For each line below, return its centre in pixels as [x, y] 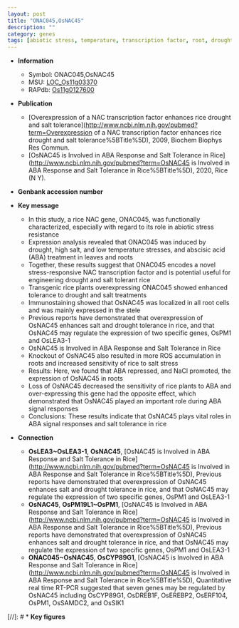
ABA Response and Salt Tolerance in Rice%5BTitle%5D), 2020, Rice [128, 170]
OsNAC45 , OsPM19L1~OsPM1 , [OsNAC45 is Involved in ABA [118, 505]
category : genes [31, 34]
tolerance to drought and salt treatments [87, 295]
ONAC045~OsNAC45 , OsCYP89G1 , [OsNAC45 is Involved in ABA [126, 557]
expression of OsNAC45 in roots [75, 379]
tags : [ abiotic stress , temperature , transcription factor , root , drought [121, 41]
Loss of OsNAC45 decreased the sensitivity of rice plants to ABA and [130, 386]
